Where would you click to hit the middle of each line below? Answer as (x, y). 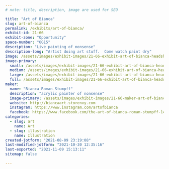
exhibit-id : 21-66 (24, 33)
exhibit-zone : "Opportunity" (36, 38)
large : (17, 75)
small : (17, 66)
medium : (18, 70)
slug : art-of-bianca (27, 24)
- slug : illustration (32, 131)
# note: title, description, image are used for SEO (62, 10)
